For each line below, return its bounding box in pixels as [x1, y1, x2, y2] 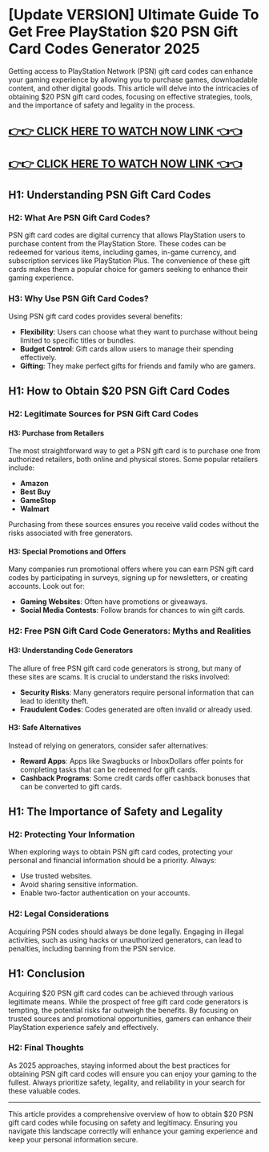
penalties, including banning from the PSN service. [8, 943, 176, 953]
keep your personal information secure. [8, 1134, 139, 1144]
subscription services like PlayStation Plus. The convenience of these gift [8, 256, 251, 266]
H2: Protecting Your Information [8, 829, 135, 840]
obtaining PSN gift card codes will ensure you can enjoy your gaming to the [8, 1069, 258, 1078]
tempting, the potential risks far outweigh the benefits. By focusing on [8, 1005, 239, 1015]
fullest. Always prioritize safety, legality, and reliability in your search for [8, 1077, 246, 1087]
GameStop [19, 496, 57, 505]
